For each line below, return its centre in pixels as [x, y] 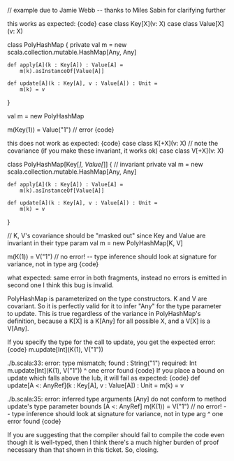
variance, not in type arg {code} [53, 264]
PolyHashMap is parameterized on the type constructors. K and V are [107, 298]
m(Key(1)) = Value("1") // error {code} [61, 130]
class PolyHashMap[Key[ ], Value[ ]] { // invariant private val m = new [105, 164]
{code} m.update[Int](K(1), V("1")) [55, 349]
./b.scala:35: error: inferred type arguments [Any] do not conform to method [117, 399]
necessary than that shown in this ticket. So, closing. [83, 450]
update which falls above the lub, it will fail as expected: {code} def [104, 378]
